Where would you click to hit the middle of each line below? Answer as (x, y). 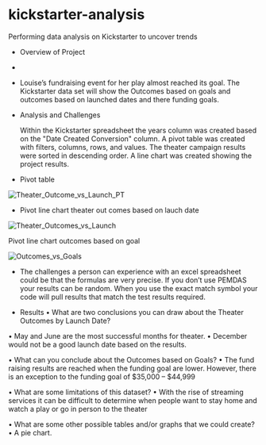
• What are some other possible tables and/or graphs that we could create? (132, 424)
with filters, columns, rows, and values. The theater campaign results (133, 147)
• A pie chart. (30, 432)
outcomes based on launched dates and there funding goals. (120, 99)
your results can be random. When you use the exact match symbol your (139, 288)
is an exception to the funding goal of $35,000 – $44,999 (102, 376)
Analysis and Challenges (60, 115)
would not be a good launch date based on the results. (97, 344)
